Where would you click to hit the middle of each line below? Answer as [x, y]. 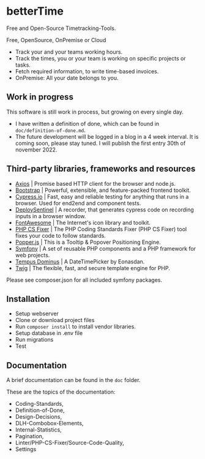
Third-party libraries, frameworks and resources [101, 169]
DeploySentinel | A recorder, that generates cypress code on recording [104, 210]
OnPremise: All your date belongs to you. [67, 78]
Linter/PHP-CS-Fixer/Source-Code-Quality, [69, 443]
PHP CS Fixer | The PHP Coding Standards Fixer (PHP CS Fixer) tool [101, 229]
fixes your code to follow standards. [60, 235]
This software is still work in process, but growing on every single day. [95, 112]
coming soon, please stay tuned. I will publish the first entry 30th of [100, 143]
